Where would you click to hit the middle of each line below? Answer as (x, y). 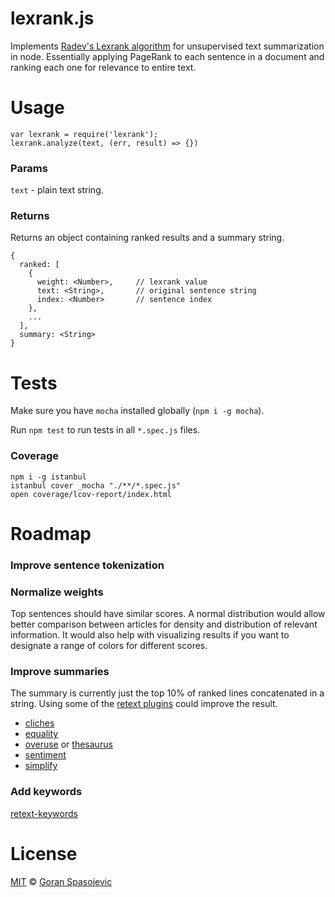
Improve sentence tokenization (87, 565)
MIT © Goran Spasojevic (61, 881)
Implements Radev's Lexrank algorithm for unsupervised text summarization (167, 46)
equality (41, 734)
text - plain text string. (57, 190)
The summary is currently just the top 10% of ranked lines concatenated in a (167, 693)
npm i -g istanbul (48, 477)
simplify (41, 766)
